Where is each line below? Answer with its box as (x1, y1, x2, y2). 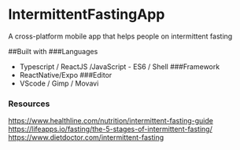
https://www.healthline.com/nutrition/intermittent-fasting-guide (8, 116, 214, 126)
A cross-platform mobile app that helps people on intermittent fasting (8, 31, 233, 41)
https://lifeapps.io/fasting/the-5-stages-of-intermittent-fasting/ (8, 124, 212, 134)
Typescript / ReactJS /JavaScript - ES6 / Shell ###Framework (19, 61, 220, 71)
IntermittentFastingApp (8, 5, 165, 24)
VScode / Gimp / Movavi (19, 79, 99, 88)
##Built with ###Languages (8, 46, 98, 56)
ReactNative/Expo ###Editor (19, 70, 113, 79)
